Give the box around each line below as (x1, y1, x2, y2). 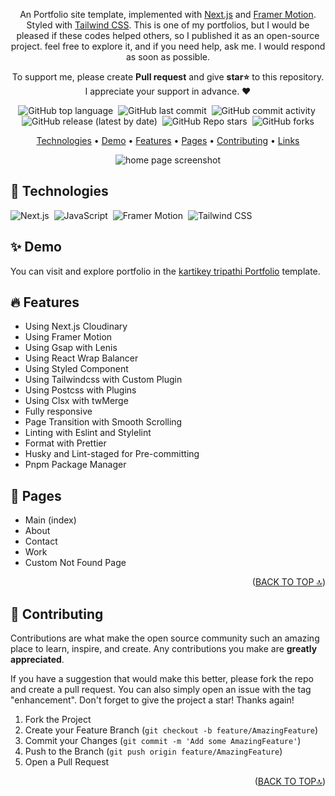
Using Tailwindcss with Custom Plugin (24, 374, 183, 386)
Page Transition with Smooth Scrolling (24, 416, 183, 428)
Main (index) (24, 514, 77, 526)
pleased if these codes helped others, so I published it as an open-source (16, 30, 320, 41)
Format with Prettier (24, 437, 107, 449)
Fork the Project (24, 714, 92, 726)
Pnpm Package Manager (24, 459, 127, 471)
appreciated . (10, 654, 65, 666)
